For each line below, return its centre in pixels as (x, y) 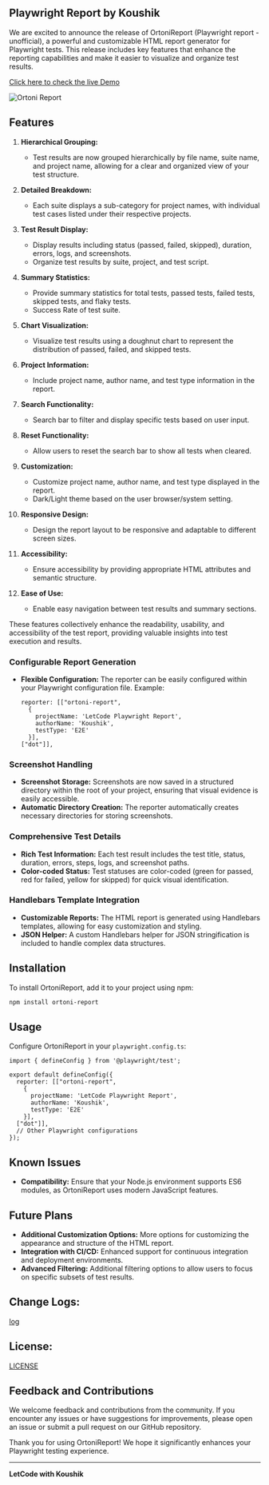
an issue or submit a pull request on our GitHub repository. (105, 1427)
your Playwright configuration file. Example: (93, 688)
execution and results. (45, 641)
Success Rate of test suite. (76, 309)
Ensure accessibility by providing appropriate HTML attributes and (141, 569)
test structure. (55, 174)
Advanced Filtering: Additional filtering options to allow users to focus (137, 1268)
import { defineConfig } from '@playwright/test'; (95, 1061)
